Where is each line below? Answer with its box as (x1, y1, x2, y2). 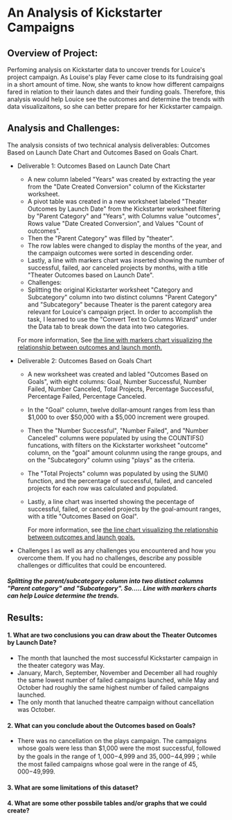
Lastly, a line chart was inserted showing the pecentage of (27, 497, 195, 505)
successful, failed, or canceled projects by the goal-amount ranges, (27, 505, 222, 513)
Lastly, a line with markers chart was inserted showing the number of (27, 256, 225, 264)
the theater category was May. (17, 661, 105, 670)
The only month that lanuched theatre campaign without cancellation (17, 698, 215, 706)
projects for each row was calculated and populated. (27, 484, 178, 492)
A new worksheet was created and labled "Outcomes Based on (27, 369, 208, 378)
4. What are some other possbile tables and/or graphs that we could (7, 799, 207, 808)
